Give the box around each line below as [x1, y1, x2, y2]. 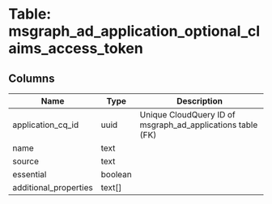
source [12, 155, 39, 167]
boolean [100, 169, 132, 180]
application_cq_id [12, 119, 79, 130]
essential [12, 169, 47, 180]
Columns [8, 71, 55, 85]
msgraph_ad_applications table [139, 119, 258, 130]
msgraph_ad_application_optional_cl [8, 22, 261, 40]
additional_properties [12, 182, 93, 193]
